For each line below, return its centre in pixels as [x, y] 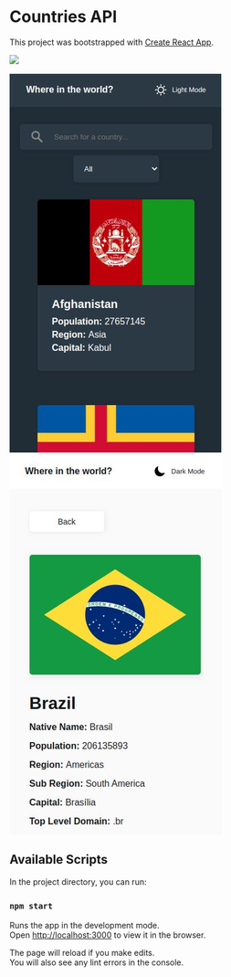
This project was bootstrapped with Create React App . [112, 42]
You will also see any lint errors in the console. [97, 962]
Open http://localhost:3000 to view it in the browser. [108, 935]
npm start [31, 906]
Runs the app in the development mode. [84, 926]
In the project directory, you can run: [78, 881]
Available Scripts [58, 860]
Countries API [63, 17]
